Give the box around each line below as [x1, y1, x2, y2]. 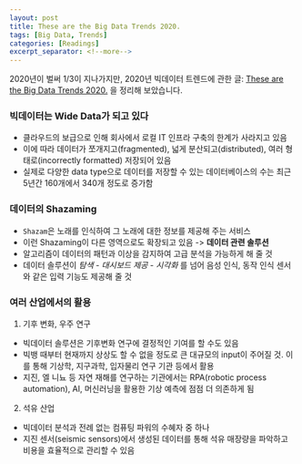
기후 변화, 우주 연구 [22, 318, 91, 329]
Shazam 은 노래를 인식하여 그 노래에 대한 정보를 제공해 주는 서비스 [22, 225, 252, 236]
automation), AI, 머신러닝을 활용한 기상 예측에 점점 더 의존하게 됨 [22, 384, 255, 395]
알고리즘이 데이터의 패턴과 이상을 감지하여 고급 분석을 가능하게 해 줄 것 [22, 248, 273, 259]
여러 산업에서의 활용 [9, 295, 92, 308]
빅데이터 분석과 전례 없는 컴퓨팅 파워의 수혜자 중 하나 [22, 422, 210, 433]
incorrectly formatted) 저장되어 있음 [40, 155, 172, 166]
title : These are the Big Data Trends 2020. [9, 22, 181, 31]
